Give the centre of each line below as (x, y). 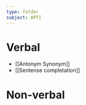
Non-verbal (35, 95)
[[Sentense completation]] (47, 71)
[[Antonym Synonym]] (42, 64)
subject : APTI (24, 17)
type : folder (23, 12)
